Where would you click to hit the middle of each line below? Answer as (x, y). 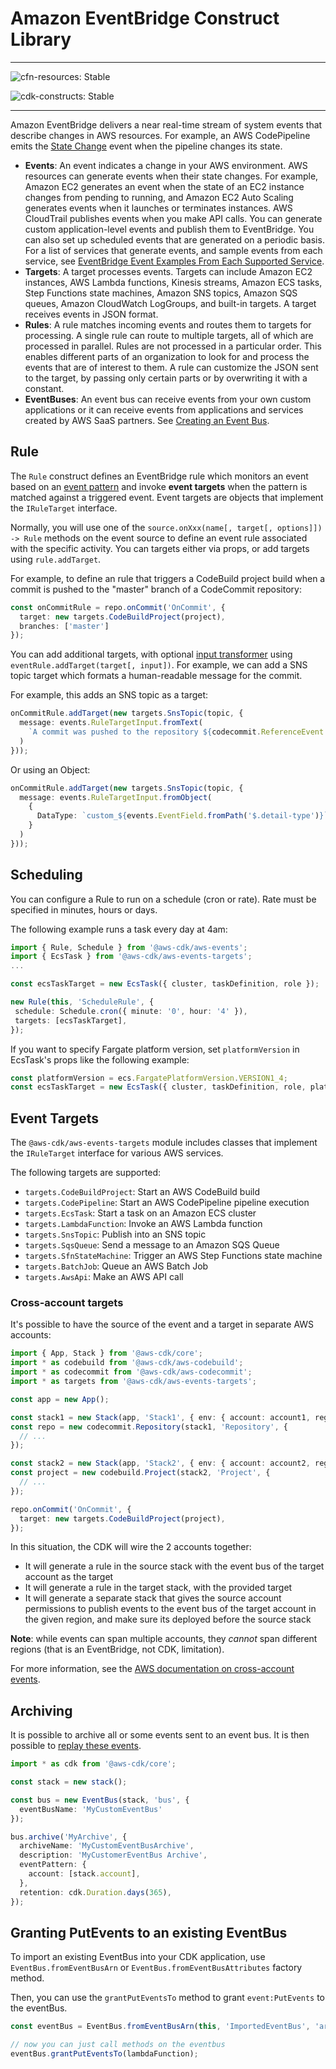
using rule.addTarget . (56, 559)
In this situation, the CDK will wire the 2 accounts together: (131, 1547)
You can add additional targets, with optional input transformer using (151, 654)
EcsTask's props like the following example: (100, 1059)
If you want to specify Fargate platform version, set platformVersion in (155, 1049)
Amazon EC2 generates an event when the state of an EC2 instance (164, 186)
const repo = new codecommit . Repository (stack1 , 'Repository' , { (149, 1427)
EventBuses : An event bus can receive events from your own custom (168, 399)
